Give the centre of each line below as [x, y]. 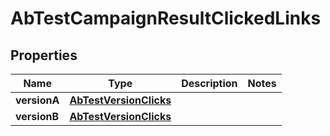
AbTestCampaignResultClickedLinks [166, 18]
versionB [37, 116]
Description [209, 83]
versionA [37, 100]
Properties [44, 55]
